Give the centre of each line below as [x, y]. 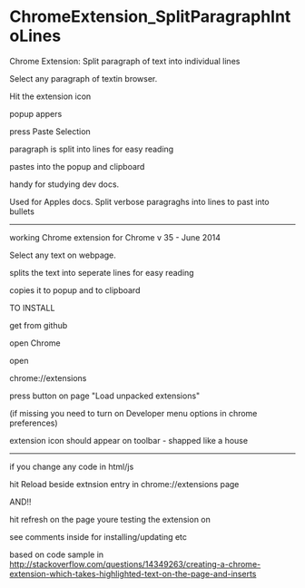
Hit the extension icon [50, 96]
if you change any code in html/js [72, 466]
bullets [22, 211]
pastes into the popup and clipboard [77, 166]
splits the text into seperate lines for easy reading [102, 272]
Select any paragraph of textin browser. [84, 78]
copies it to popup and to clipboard [75, 290]
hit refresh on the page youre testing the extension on [110, 519]
